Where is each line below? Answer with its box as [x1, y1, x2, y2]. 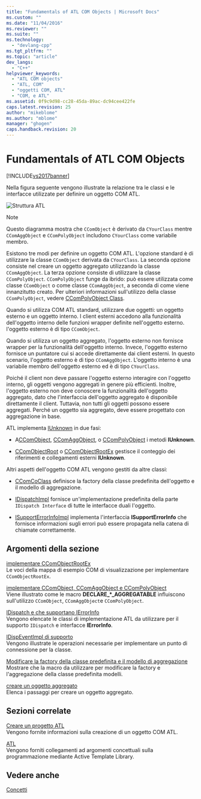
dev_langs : [6, 59, 34, 65]
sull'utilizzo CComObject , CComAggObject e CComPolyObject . [6, 597, 144, 604]
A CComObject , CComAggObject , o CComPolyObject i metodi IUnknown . [14, 436, 196, 443]
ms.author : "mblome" [6, 115, 58, 121]
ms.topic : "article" [6, 54, 58, 60]
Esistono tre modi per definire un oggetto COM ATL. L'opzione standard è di [6, 249, 194, 256]
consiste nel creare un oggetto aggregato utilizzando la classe [6, 263, 160, 270]
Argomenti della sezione [6, 544, 100, 554]
